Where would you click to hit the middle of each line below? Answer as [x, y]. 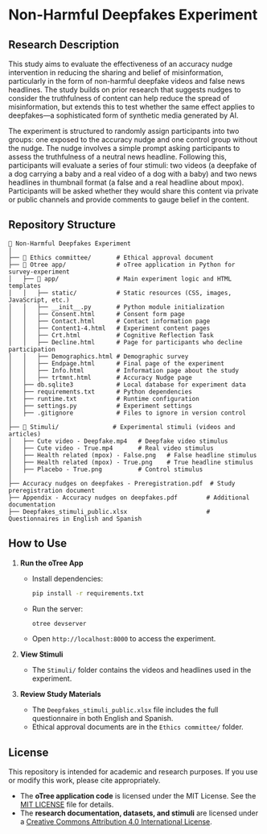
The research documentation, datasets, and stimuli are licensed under [139, 813]
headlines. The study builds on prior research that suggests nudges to [125, 90]
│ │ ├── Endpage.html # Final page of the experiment [117, 363]
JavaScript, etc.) [39, 300]
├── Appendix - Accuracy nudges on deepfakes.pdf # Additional [129, 498]
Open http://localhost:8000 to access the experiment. [124, 639]
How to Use [38, 543]
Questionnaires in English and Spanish [75, 519]
